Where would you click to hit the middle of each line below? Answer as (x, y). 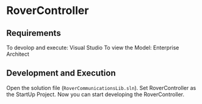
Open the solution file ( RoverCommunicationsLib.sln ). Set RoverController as (101, 88)
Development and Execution (61, 73)
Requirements (34, 33)
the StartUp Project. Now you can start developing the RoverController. (96, 94)
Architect (18, 54)
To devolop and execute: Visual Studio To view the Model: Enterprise (93, 47)
